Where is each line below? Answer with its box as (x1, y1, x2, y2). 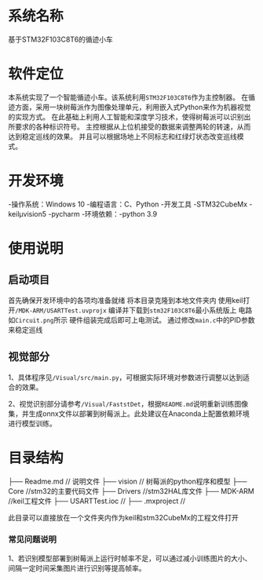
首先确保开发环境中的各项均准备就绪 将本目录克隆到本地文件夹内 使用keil (8, 295, 243, 305)
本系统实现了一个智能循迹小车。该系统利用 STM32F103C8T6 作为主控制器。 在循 (8, 92, 256, 102)
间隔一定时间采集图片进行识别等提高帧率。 (8, 563, 146, 573)
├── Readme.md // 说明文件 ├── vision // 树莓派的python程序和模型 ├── (8, 476, 247, 486)
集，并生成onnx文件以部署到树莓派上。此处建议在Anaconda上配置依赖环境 (8, 409, 250, 418)
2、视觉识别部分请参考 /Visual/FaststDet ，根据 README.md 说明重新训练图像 (8, 399, 249, 408)
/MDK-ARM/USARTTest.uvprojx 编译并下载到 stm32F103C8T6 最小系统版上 (15, 305, 237, 315)
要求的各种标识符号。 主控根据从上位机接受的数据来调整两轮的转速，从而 (14, 122, 251, 131)
